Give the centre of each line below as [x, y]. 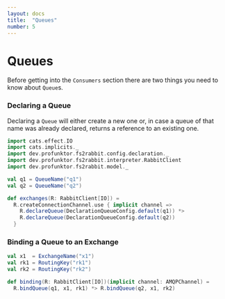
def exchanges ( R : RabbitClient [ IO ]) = [63, 198]
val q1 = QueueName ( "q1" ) [44, 179]
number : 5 [22, 26]
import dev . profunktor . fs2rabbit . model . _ [68, 167]
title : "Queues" [32, 20]
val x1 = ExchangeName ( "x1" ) [51, 257]
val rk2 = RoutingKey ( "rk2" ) [49, 269]
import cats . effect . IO [40, 141]
